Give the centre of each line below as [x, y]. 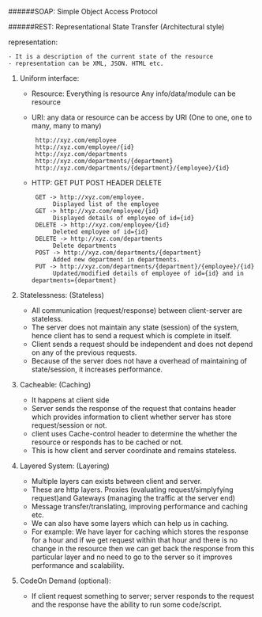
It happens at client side [70, 400]
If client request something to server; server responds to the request [143, 596]
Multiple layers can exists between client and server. [117, 481]
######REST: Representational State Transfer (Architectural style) [116, 27]
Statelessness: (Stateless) [62, 295]
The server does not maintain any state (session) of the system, [135, 327]
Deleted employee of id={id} [100, 232]
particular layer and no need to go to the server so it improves [132, 557]
